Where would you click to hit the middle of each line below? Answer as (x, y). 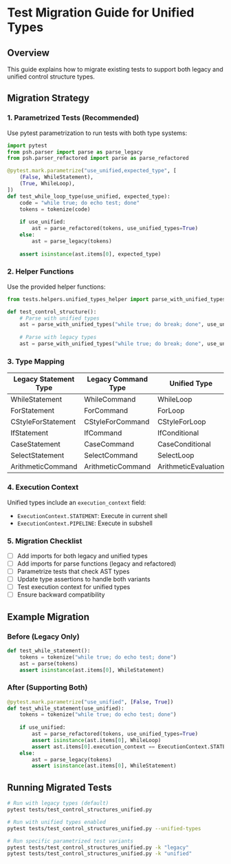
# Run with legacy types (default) (58, 803)
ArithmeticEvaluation (191, 466)
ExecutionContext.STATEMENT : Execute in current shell (92, 515)
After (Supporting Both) (47, 688)
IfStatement (30, 433)
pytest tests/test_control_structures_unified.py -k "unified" (100, 854)
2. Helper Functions (41, 271)
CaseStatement (35, 444)
